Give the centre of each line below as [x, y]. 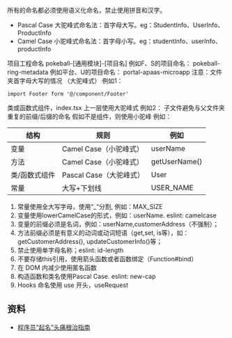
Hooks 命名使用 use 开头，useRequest [73, 285]
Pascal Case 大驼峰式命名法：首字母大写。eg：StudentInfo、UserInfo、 [121, 25]
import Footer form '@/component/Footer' [68, 94]
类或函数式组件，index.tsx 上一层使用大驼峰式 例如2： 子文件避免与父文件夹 [116, 108]
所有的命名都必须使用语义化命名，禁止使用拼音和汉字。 [86, 10]
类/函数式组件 [33, 175]
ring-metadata [28, 72]
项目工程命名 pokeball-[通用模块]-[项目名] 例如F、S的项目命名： [99, 63]
